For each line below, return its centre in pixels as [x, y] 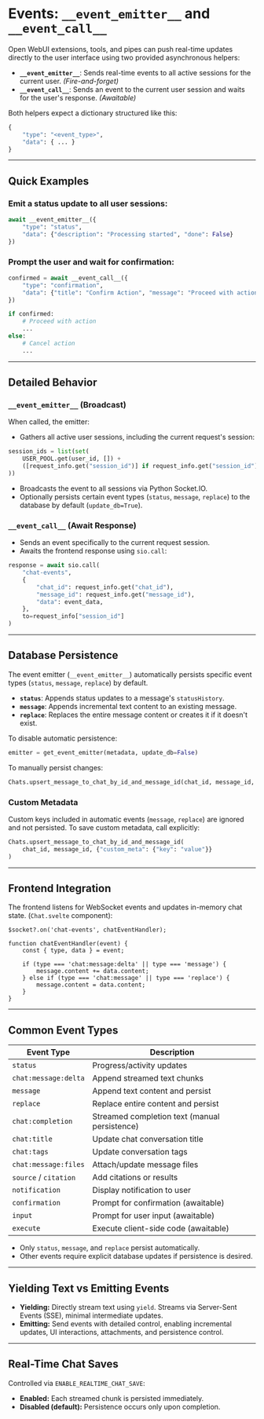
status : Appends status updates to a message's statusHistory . [122, 698]
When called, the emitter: [49, 422]
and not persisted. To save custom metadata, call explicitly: [104, 827]
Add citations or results [135, 1177]
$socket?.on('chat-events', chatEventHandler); [88, 930]
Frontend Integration [60, 888]
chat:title [32, 1139]
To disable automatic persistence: [63, 738]
